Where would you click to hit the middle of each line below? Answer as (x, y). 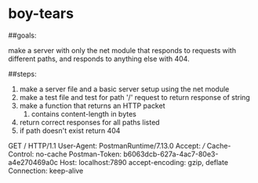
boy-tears (41, 14)
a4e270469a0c (33, 162)
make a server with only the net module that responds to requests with (122, 50)
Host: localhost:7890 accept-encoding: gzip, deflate (144, 162)
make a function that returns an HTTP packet (92, 106)
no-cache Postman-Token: (78, 154)
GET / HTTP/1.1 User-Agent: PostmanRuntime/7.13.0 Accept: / (107, 145)
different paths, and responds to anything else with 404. (99, 59)
